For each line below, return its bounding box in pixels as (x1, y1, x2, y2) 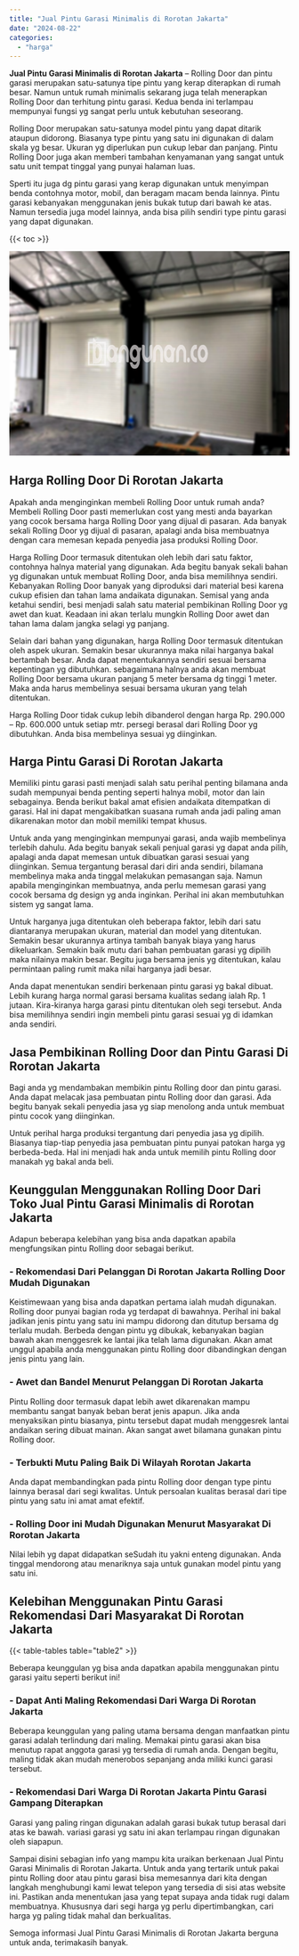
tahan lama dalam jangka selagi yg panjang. (9, 618, 170, 628)
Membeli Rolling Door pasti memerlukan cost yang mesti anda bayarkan (9, 506, 273, 517)
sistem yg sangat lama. (9, 899, 93, 910)
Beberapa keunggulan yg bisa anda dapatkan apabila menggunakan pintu (9, 1663, 279, 1674)
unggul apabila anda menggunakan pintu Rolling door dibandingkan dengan (9, 1344, 287, 1354)
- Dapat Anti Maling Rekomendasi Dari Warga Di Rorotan (9, 1694, 256, 1706)
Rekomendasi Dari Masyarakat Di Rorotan (9, 1608, 245, 1623)
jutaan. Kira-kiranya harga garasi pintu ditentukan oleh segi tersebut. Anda (9, 1000, 282, 1011)
